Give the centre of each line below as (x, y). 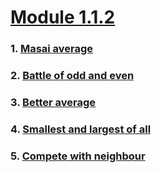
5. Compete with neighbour (78, 156)
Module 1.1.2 (63, 17)
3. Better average (53, 102)
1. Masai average (52, 49)
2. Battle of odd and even (72, 76)
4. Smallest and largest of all (81, 129)
